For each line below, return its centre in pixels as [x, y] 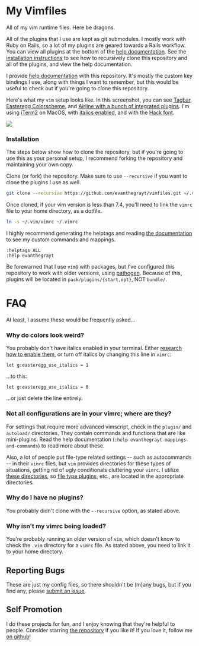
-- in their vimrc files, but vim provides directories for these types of [89, 463]
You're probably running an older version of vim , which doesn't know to [93, 539]
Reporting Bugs [36, 570]
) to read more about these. [71, 445]
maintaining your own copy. [40, 165]
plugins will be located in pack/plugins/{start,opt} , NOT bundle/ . [87, 279]
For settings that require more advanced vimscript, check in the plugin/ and [99, 427]
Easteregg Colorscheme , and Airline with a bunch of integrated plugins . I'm [98, 106]
